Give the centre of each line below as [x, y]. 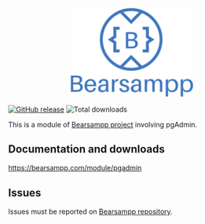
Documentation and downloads [86, 149]
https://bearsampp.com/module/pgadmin [75, 168]
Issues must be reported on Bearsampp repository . [90, 211]
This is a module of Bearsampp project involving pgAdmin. [103, 124]
